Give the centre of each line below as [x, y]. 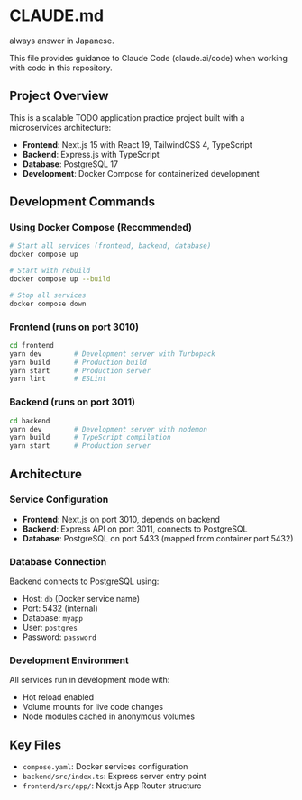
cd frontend [32, 345]
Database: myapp [53, 618]
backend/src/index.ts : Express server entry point [114, 777]
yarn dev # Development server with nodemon [108, 429]
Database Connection [58, 561]
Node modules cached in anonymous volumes [109, 716]
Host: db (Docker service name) [81, 599]
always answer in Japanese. [62, 41]
